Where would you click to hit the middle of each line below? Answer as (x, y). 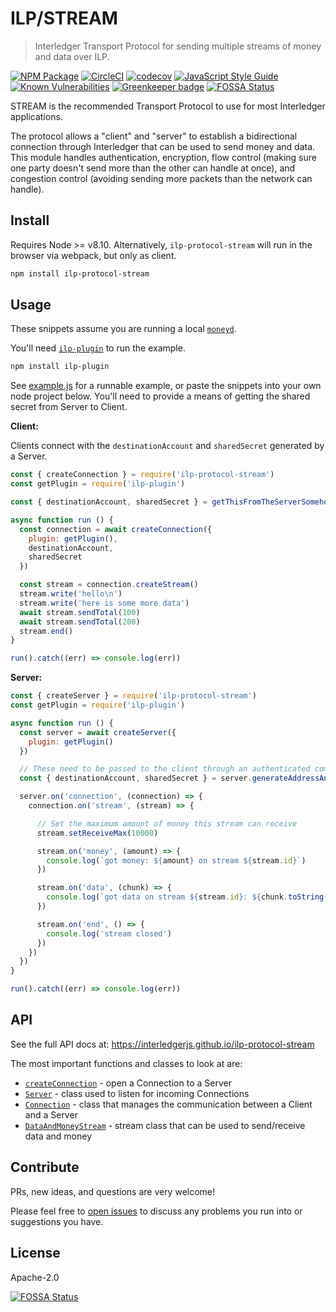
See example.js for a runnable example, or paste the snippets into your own (166, 386)
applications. (36, 116)
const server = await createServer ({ (98, 732)
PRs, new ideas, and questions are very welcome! (113, 1191)
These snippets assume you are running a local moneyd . (123, 329)
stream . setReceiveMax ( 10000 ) (97, 833)
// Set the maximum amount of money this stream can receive (167, 823)
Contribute (45, 1167)
